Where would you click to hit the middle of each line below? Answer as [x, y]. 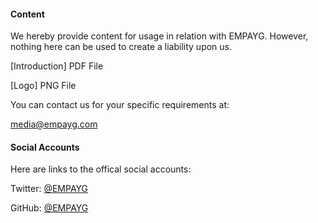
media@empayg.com [54, 124]
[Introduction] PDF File [57, 66]
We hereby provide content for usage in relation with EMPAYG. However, [159, 36]
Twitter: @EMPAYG [49, 189]
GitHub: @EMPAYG [49, 208]
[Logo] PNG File [43, 86]
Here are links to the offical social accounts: [101, 169]
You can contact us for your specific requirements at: [120, 105]
